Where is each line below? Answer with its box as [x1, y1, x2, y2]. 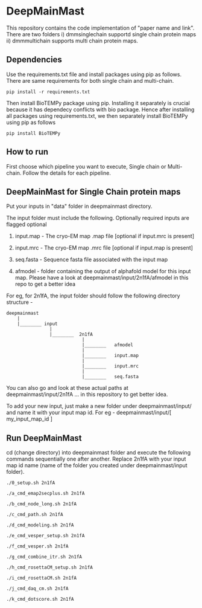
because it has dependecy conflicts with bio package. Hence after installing [6, 106, 195, 113]
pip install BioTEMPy [6, 130, 61, 137]
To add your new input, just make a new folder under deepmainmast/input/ [6, 403, 192, 410]
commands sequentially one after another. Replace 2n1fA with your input [6, 455, 186, 463]
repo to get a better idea [14, 280, 75, 288]
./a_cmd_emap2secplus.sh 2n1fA [6, 491, 85, 497]
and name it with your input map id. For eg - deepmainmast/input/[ [6, 409, 172, 416]
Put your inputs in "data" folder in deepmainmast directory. [6, 202, 153, 210]
